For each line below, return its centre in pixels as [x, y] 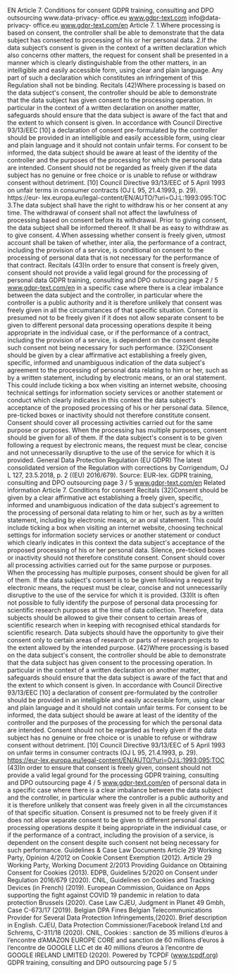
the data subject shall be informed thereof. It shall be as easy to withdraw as [118, 228]
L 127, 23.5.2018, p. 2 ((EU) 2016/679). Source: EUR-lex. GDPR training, [110, 475]
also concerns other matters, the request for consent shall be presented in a [118, 55]
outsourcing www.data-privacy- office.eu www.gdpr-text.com [97, 18]
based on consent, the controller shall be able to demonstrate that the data [116, 32]
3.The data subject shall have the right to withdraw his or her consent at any [118, 205]
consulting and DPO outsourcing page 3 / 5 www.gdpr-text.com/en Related [117, 482]
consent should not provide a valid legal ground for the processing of [108, 272]
